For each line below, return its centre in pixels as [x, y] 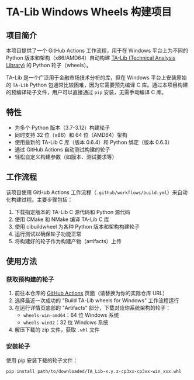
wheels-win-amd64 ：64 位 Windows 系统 [71, 315]
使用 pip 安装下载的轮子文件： [42, 360]
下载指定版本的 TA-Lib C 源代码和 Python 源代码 [72, 212]
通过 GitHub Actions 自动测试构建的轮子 [62, 149]
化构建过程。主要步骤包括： [39, 199]
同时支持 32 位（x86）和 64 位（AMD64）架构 [71, 134]
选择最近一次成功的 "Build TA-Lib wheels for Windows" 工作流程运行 [97, 300]
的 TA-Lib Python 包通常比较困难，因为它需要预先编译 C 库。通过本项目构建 [97, 85]
